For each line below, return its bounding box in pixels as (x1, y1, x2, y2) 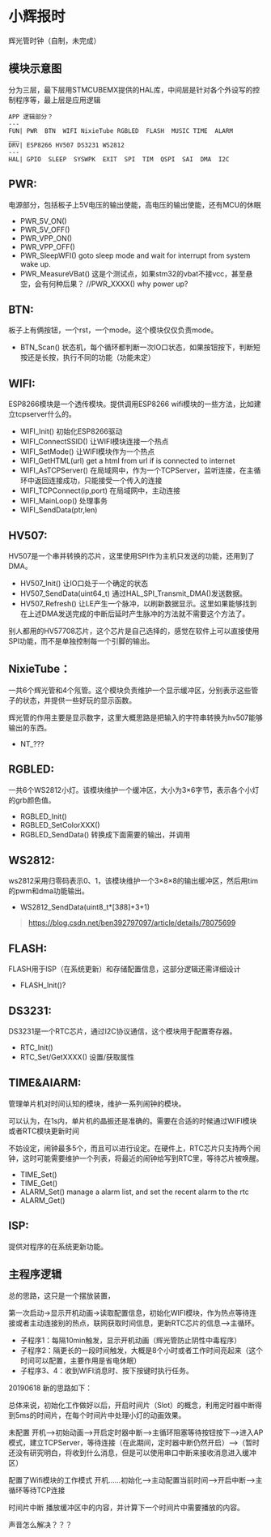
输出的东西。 (8, 722, 51, 732)
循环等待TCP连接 (8, 1485, 66, 1495)
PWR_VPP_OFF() (19, 242, 75, 251)
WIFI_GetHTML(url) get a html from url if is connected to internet (19, 456, 236, 466)
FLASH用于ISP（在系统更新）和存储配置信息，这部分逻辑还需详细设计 (8, 964, 241, 974)
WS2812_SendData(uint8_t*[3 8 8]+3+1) (19, 902, 150, 912)
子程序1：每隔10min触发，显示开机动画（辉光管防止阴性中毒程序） (19, 1335, 241, 1345)
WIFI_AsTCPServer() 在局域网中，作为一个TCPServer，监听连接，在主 (19, 465, 254, 475)
